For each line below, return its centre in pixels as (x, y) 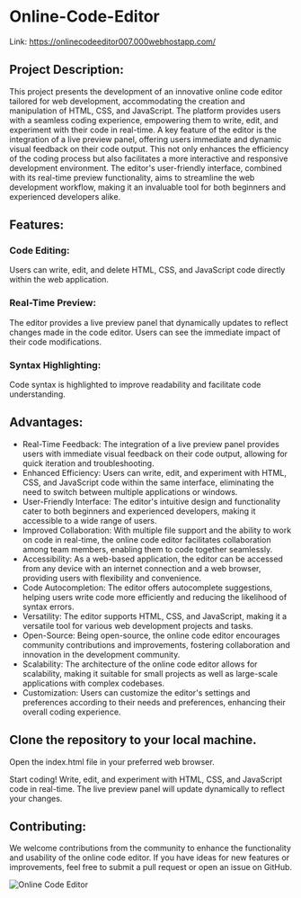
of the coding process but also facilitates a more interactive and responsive (149, 158)
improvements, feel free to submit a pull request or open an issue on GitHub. (151, 867)
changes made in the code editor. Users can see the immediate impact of (145, 332)
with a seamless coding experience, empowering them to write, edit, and (144, 120)
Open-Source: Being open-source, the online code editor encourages (151, 635)
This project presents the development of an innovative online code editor (146, 91)
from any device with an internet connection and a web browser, (142, 568)
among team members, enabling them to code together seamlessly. (147, 549)
